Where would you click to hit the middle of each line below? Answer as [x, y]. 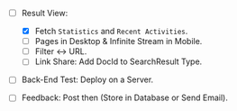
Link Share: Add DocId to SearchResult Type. [118, 61]
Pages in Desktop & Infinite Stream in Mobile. [118, 42]
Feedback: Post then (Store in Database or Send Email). [125, 97]
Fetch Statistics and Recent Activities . [111, 32]
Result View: [45, 13]
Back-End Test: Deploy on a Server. [87, 79]
